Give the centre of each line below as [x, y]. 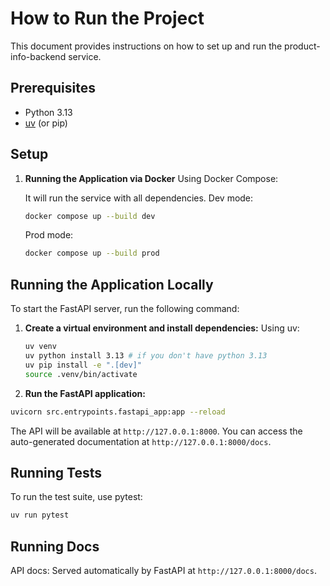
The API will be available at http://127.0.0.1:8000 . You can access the [156, 431]
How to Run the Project [107, 18]
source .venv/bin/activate [81, 374]
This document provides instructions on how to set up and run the [146, 46]
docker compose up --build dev [90, 216]
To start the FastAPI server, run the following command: [125, 309]
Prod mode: [49, 235]
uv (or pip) [46, 123]
